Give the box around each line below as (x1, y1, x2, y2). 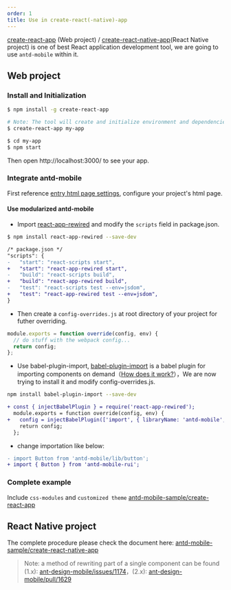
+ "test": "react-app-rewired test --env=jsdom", (7, 291, 158, 298)
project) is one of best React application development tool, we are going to (7, 43, 219, 51)
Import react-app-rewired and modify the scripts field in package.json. (16, 220, 220, 229)
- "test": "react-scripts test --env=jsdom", (7, 284, 146, 291)
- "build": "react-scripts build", (7, 271, 115, 279)
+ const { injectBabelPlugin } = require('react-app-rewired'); (7, 403, 195, 410)
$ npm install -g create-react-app (7, 106, 109, 114)
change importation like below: (16, 441, 105, 450)
